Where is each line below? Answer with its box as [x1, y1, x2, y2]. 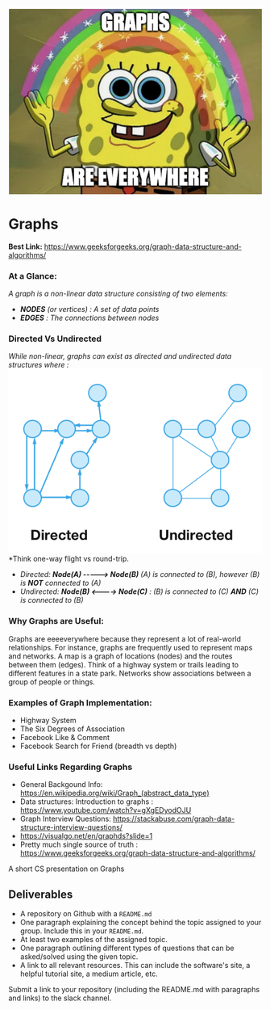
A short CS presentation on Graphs [8, 864, 125, 873]
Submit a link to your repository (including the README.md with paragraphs [8, 985, 260, 995]
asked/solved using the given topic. [19, 952, 139, 962]
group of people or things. [8, 676, 95, 687]
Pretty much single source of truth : [19, 840, 139, 849]
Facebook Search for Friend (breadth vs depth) [19, 741, 177, 751]
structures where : [8, 360, 69, 370]
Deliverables [8, 887, 73, 901]
